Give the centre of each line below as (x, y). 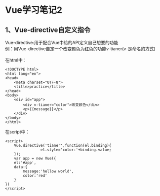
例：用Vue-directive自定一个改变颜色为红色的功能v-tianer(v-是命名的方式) (80, 49)
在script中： (18, 132)
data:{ (21, 167)
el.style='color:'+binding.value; (76, 150)
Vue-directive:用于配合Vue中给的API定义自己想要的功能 (62, 43)
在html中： (16, 60)
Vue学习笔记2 (34, 10)
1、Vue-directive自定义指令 (48, 30)
